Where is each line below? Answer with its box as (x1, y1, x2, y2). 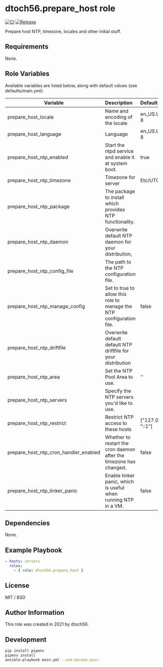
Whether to (105, 434, 131, 441)
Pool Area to (105, 373, 133, 380)
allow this (105, 291, 127, 297)
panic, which (105, 478, 134, 485)
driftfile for (105, 347, 130, 354)
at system (105, 160, 128, 167)
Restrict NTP (105, 413, 134, 420)
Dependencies (5, 519, 50, 527)
